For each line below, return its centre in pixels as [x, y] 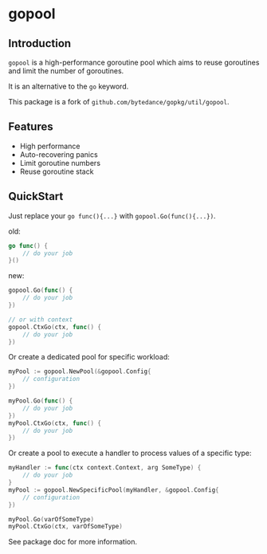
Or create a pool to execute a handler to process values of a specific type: [130, 453]
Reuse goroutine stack [57, 171]
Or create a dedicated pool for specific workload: [89, 357]
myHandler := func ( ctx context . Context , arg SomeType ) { [105, 468]
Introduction [40, 43]
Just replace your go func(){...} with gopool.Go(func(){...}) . [112, 215]
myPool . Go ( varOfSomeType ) [51, 519]
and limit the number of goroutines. [66, 71]
